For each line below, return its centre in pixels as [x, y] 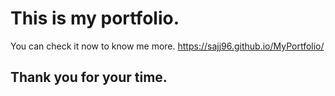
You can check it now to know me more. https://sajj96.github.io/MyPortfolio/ [167, 46]
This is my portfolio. [95, 18]
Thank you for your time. [89, 77]
